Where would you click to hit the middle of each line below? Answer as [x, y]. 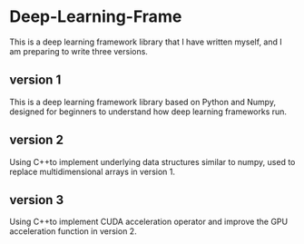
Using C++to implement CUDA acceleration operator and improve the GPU [149, 222]
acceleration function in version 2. [74, 231]
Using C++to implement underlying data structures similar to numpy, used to [152, 161]
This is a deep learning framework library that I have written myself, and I [146, 42]
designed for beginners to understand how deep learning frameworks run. [148, 112]
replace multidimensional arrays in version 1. [92, 171]
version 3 [37, 200]
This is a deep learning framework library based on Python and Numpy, [143, 102]
